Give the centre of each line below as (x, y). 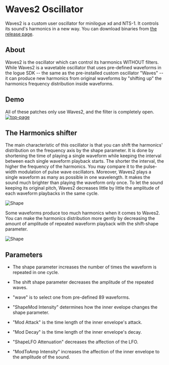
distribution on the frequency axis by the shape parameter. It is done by (79, 151)
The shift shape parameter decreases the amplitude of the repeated (83, 282)
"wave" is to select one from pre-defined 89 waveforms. (71, 297)
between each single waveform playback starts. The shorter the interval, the (84, 161)
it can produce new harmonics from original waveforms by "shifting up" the (83, 78)
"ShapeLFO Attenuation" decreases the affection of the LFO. (75, 342)
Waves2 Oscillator (44, 9)
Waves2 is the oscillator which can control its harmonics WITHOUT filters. (82, 62)
